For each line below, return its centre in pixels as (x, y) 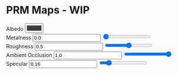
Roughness (20, 46)
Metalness (19, 37)
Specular (17, 64)
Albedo (15, 29)
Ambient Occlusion (29, 55)
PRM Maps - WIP (48, 10)
